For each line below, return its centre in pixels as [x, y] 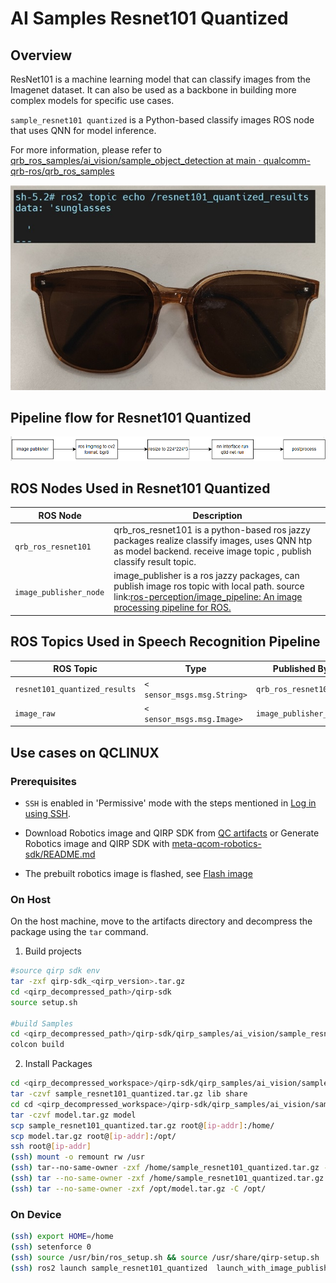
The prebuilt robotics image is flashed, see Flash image [138, 873]
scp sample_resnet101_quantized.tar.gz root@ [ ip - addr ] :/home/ [142, 1125]
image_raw [35, 714]
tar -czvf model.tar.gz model [73, 1115]
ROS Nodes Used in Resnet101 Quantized [140, 488]
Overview [41, 55]
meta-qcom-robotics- [216, 843]
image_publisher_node [59, 592]
